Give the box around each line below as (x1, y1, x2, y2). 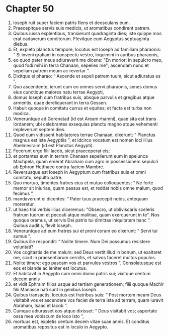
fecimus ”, (13, 190, 34, 196)
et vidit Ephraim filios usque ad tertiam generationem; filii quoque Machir (13, 281, 164, 287)
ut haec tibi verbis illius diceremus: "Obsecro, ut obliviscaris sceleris (13, 206, 155, 212)
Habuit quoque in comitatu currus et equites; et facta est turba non (13, 105, 152, 111)
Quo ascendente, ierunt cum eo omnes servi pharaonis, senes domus (13, 83, 157, 89)
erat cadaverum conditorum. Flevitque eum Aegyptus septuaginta (13, 36, 150, 42)
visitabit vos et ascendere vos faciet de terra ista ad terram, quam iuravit (13, 297, 163, 303)
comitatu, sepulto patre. (13, 174, 63, 180)
